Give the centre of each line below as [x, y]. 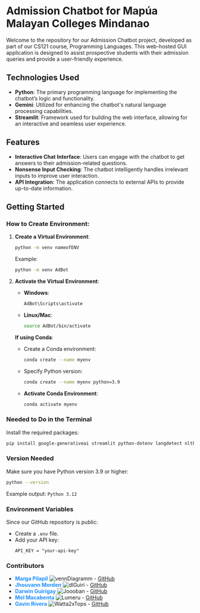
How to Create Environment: [48, 224]
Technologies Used [43, 78]
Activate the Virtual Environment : [57, 281]
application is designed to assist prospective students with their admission [97, 52]
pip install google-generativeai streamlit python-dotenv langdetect [94, 443]
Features [23, 142]
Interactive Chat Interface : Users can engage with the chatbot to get [100, 156]
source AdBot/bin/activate [57, 326]
